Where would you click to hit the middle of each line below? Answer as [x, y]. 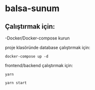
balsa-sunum [32, 9]
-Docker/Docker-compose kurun [37, 38]
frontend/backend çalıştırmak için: [39, 65]
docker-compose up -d [27, 56]
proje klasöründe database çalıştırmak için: [48, 47]
